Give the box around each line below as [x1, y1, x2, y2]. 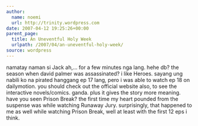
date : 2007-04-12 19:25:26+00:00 [6, 25, 89, 31]
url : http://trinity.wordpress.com [11, 20, 100, 26]
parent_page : [6, 31, 39, 37]
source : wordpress [6, 48, 52, 53]
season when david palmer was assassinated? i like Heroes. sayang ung [6, 70, 183, 77]
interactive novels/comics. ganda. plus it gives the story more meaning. [6, 89, 181, 96]
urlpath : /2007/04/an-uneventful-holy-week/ [11, 42, 124, 48]
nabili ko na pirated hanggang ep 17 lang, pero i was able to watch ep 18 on [6, 76, 190, 83]
